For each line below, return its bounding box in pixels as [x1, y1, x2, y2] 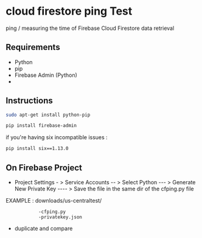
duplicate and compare [14, 225, 73, 232]
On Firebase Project [5, 162, 83, 173]
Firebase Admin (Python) [14, 71, 77, 79]
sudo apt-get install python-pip [5, 112, 91, 118]
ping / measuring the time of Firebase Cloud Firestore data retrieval [5, 24, 175, 32]
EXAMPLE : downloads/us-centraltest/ [5, 197, 102, 204]
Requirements [5, 42, 60, 52]
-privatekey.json [38, 214, 83, 220]
